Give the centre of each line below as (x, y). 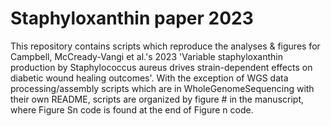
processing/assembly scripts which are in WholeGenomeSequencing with (162, 88)
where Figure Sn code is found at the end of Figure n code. (132, 109)
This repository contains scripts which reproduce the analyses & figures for (165, 46)
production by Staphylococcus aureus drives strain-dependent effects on (161, 67)
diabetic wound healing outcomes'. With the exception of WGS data (149, 78)
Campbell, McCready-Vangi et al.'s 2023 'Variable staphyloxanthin (146, 56)
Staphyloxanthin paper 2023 (132, 18)
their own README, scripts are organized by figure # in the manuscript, (157, 99)
